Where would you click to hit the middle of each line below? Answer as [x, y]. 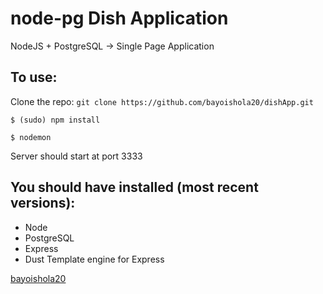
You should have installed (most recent [134, 187]
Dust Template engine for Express [94, 259]
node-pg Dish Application [119, 18]
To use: [34, 77]
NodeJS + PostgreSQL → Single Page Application [112, 46]
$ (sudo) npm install [55, 120]
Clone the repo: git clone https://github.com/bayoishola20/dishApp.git [162, 101]
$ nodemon [31, 137]
